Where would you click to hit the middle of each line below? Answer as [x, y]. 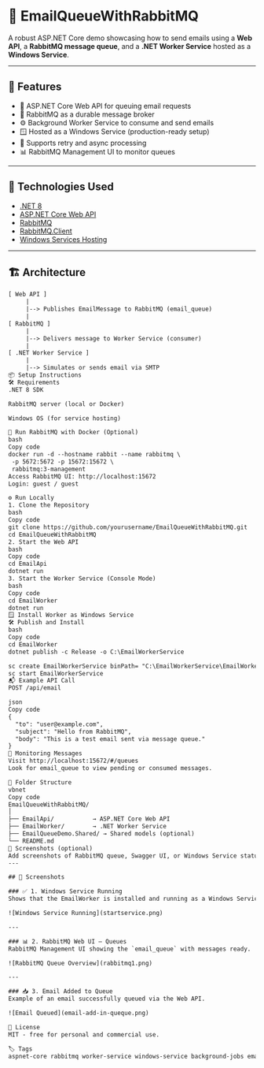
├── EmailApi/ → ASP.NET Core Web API [89, 819]
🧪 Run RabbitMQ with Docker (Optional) [73, 433]
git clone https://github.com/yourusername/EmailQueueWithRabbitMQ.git [128, 527]
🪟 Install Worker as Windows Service [71, 615]
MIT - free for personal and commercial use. [84, 1035]
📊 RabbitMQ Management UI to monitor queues [97, 151]
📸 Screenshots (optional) [50, 848]
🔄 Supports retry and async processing [83, 143]
